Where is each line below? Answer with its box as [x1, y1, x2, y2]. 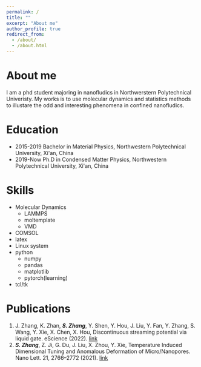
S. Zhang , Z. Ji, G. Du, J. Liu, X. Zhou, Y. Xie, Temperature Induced [15, 341, 183, 348]
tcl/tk [15, 280, 28, 288]
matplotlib [24, 268, 50, 275]
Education [6, 123, 59, 136]
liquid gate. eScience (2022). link [15, 334, 98, 342]
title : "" [6, 15, 31, 21]
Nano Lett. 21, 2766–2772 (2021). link [15, 354, 108, 361]
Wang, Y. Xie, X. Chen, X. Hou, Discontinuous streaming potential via [15, 328, 187, 336]
